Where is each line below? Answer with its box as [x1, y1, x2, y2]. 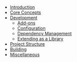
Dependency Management [17, 31, 72, 36]
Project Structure [9, 41, 45, 47]
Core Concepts [9, 9, 41, 15]
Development [9, 15, 38, 20]
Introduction [9, 4, 35, 10]
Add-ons [17, 20, 36, 26]
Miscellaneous [9, 52, 40, 58]
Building [9, 47, 27, 52]
